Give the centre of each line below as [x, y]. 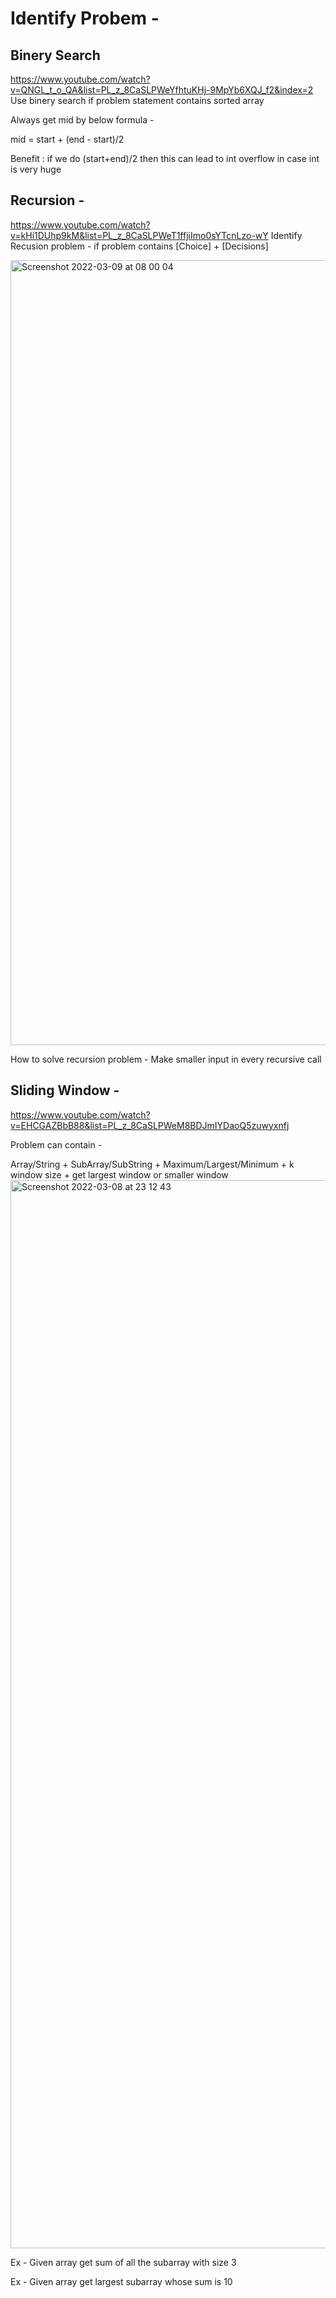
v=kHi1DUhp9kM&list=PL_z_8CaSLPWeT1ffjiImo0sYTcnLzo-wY [139, 235]
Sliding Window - [65, 1090]
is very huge [36, 169]
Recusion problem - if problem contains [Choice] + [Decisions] [139, 246]
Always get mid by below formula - [82, 120]
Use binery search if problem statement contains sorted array [137, 100]
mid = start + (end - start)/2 [67, 139]
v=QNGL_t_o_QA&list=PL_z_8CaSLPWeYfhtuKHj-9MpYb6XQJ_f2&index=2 [162, 90]
